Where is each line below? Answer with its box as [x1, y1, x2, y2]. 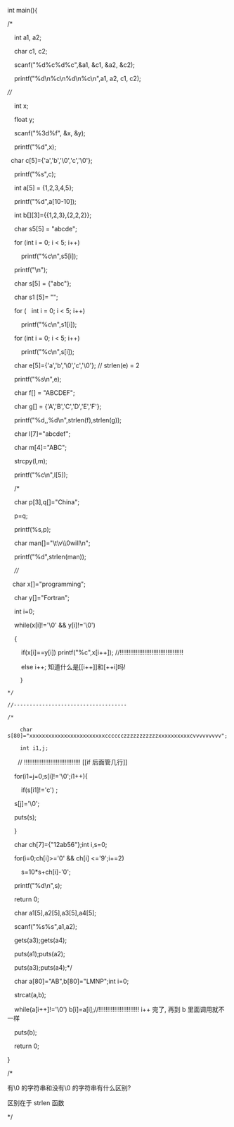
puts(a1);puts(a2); [13, 950, 65, 958]
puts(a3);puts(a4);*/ [13, 963, 72, 972]
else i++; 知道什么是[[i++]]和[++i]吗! [20, 663, 126, 671]
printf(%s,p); [13, 525, 51, 533]
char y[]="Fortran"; [13, 594, 70, 602]
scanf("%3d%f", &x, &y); [13, 129, 86, 137]
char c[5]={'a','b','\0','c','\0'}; [10, 157, 93, 164]
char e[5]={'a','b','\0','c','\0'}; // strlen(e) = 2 [13, 361, 140, 370]
